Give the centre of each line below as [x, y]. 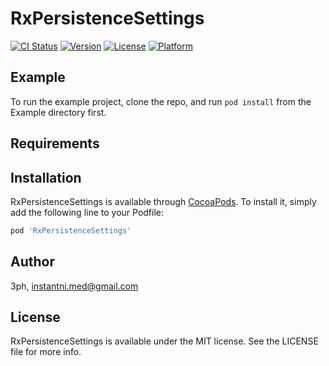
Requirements [55, 143]
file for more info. [46, 352]
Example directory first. [58, 112]
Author [32, 262]
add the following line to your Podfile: [87, 212]
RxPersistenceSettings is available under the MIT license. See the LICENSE [164, 341]
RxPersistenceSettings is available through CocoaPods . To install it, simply [163, 201]
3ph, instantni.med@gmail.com [74, 286]
